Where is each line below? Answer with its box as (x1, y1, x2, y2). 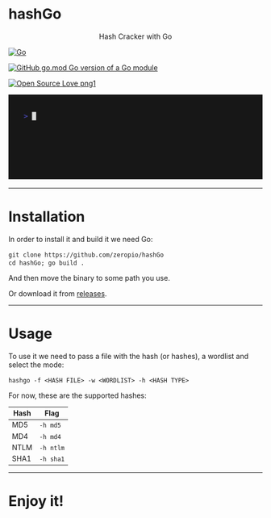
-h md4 (39, 432, 62, 441)
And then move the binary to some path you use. (8, 273, 171, 282)
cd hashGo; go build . (8, 259, 85, 267)
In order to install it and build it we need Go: (8, 234, 153, 244)
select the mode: (8, 360, 65, 370)
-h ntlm (39, 444, 65, 452)
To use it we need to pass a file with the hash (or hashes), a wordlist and (8, 351, 249, 361)
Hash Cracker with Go (98, 31, 173, 41)
